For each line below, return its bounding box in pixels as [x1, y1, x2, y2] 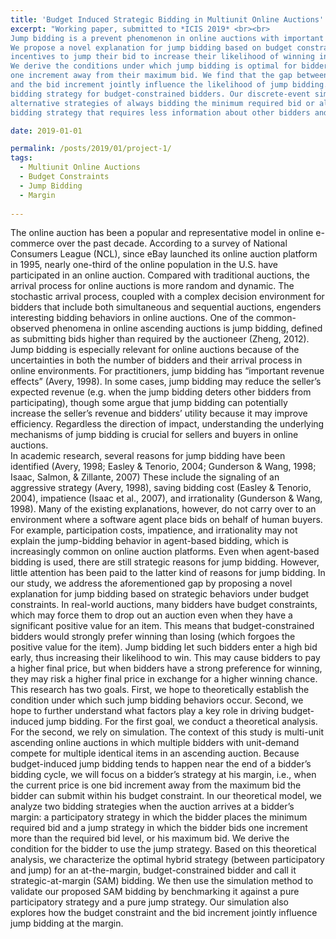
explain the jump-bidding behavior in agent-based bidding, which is [10, 535, 289, 547]
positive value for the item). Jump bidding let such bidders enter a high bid [10, 641, 318, 653]
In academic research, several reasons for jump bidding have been [10, 450, 286, 462]
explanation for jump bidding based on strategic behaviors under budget [10, 588, 310, 600]
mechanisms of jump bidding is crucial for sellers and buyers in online [10, 429, 299, 441]
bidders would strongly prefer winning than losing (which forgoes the [10, 631, 296, 643]
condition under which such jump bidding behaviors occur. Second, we [10, 694, 304, 706]
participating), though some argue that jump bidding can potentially [10, 397, 288, 409]
